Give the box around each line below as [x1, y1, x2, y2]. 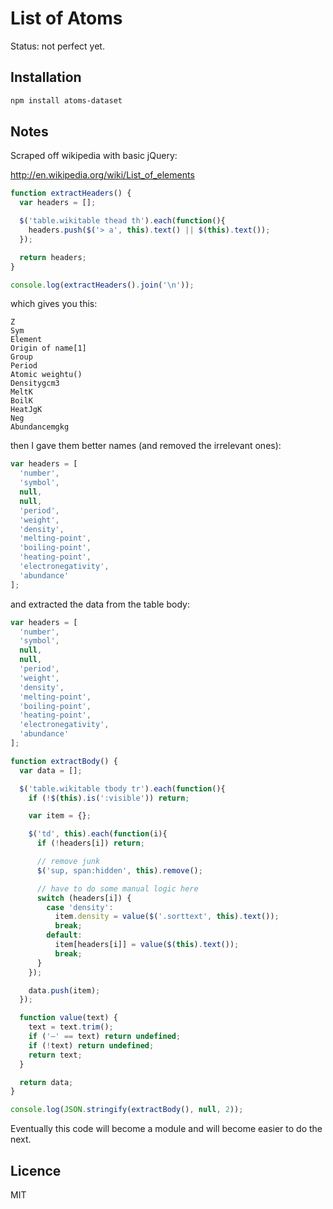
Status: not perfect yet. [10, 40, 105, 52]
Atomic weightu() [10, 370, 83, 380]
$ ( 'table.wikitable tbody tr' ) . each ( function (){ [19, 783, 226, 794]
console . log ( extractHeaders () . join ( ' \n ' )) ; [10, 280, 195, 290]
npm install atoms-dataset [10, 95, 123, 106]
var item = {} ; [28, 811, 92, 821]
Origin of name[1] [10, 343, 87, 354]
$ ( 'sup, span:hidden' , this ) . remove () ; [36, 865, 203, 876]
